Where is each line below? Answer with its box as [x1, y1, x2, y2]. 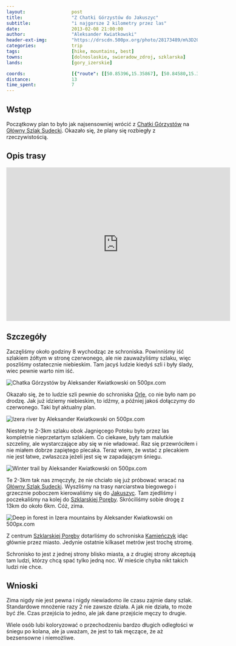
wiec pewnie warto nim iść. [6, 367, 75, 374]
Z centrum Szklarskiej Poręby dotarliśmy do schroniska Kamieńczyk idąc [6, 532, 188, 539]
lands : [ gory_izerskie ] [6, 59, 113, 66]
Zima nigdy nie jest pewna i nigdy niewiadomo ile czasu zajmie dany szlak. [6, 597, 193, 604]
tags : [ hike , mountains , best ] [6, 49, 135, 55]
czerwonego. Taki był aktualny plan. [6, 403, 96, 411]
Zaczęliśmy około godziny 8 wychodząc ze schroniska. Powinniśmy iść [6, 348, 184, 355]
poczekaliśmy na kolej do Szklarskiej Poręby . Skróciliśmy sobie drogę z [6, 496, 184, 503]
